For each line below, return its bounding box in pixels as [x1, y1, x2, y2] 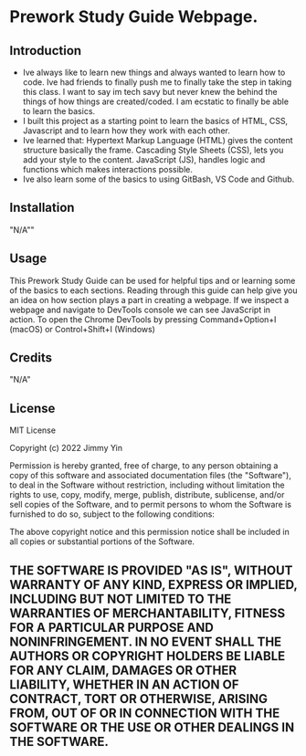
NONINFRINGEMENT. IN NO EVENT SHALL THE [9, 634, 282, 649]
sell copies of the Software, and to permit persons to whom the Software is [9, 499, 292, 510]
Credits [9, 350, 53, 366]
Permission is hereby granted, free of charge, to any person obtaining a [9, 460, 279, 471]
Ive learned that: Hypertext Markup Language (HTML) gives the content [22, 135, 294, 145]
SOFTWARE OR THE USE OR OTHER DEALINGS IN [9, 719, 295, 735]
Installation [9, 200, 75, 215]
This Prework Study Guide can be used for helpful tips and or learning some [9, 275, 296, 286]
